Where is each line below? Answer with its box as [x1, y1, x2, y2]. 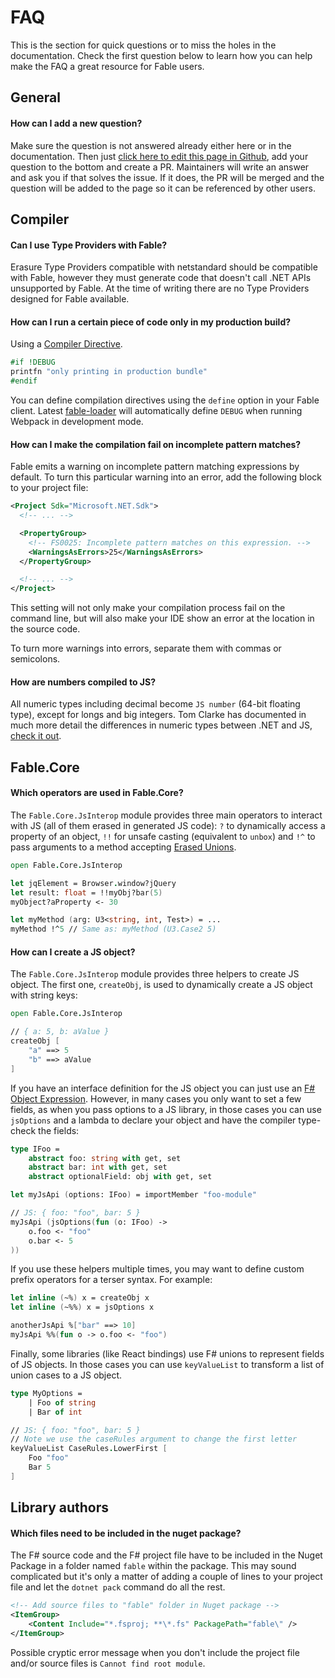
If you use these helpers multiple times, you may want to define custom [10, 1263, 305, 1275]
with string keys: [10, 989, 78, 1001]
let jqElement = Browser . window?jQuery [10, 878, 177, 888]
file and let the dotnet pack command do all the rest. [10, 1581, 226, 1593]
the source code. [10, 623, 81, 635]
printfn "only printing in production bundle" [10, 367, 208, 377]
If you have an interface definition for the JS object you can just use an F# [10, 1082, 316, 1094]
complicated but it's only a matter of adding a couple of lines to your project [10, 1571, 323, 1583]
